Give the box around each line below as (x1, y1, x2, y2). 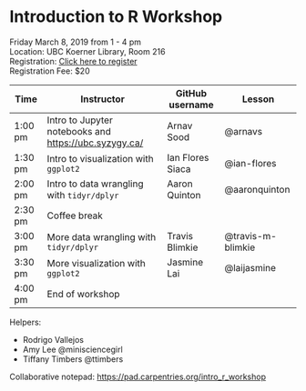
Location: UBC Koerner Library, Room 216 (9, 45, 166, 56)
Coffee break (46, 209, 103, 222)
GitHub (176, 86, 208, 99)
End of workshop (46, 287, 120, 300)
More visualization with (46, 256, 146, 269)
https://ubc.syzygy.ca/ (46, 136, 144, 149)
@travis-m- (224, 229, 278, 242)
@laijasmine (224, 261, 276, 274)
